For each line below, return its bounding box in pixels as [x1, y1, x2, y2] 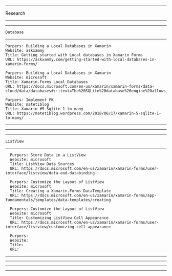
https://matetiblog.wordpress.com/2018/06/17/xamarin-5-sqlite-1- [16, 111, 161, 116]
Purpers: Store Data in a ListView [10, 152, 86, 157]
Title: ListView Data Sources [10, 162, 74, 167]
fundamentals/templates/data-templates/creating [5, 198, 111, 203]
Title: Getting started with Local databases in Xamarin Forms [5, 52, 143, 57]
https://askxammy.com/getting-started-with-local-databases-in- [16, 57, 157, 62]
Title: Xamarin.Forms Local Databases [5, 80, 88, 85]
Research [5, 10, 26, 16]
